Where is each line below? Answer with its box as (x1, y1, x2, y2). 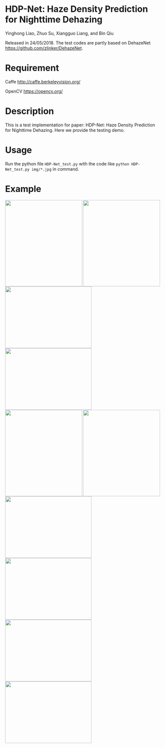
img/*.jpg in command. (31, 166, 79, 172)
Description (5, 106, 54, 117)
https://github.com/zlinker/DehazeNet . (5, 45, 83, 51)
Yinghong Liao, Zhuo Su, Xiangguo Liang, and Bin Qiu (5, 30, 114, 36)
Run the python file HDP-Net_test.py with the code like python (5, 160, 130, 166)
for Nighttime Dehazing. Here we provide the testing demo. (5, 127, 125, 133)
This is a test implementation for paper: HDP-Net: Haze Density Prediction (5, 122, 155, 128)
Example (5, 183, 41, 195)
